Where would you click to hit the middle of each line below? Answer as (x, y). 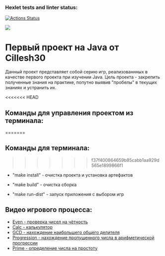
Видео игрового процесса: (49, 210)
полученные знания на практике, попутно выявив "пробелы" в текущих (81, 82)
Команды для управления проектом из (69, 113)
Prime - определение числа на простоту (55, 248)
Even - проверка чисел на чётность (50, 222)
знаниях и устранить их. (31, 88)
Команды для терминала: (48, 148)
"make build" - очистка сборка (44, 185)
